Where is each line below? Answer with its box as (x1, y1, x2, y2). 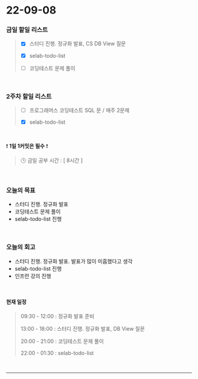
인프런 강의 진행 (14, 272, 51, 279)
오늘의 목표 (6, 186, 36, 195)
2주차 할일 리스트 (6, 92, 52, 100)
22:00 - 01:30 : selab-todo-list (20, 349, 94, 357)
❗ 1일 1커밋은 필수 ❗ (6, 143, 48, 150)
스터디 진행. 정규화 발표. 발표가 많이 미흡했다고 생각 (14, 258, 133, 265)
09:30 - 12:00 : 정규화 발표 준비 (20, 312, 95, 319)
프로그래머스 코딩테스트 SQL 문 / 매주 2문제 (29, 107, 130, 114)
